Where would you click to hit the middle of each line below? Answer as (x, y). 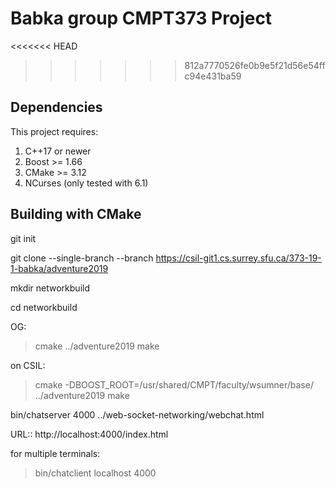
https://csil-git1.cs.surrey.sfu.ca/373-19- (238, 258)
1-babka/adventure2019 (59, 268)
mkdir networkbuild (50, 288)
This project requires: (54, 131)
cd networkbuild (44, 307)
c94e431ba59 (213, 76)
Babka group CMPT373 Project (141, 18)
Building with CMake (76, 214)
